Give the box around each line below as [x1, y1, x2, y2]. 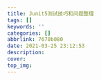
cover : [7, 56, 26, 63]
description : [7, 49, 45, 56]
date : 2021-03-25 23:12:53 [7, 42, 85, 49]
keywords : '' [7, 23, 45, 30]
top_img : [7, 62, 33, 69]
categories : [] [7, 29, 51, 37]
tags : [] [7, 17, 33, 24]
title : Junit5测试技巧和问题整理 [7, 10, 95, 17]
